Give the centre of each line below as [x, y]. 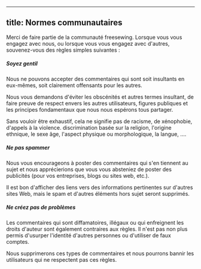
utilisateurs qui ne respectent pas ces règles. [62, 259]
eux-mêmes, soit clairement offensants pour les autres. [74, 85]
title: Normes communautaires [64, 23]
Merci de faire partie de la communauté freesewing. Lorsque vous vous [94, 37]
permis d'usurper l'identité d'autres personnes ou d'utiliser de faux [89, 235]
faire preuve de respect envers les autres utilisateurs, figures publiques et [97, 103]
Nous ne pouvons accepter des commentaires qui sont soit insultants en [95, 79]
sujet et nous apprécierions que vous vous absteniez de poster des [89, 169]
